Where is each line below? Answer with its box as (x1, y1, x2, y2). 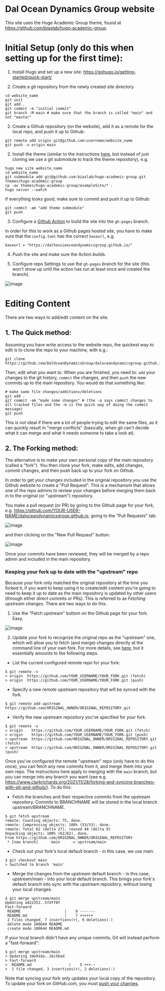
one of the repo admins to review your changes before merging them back (5, 488, 156, 494)
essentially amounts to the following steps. (12, 650, 99, 656)
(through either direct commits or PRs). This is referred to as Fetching (5, 595, 146, 601)
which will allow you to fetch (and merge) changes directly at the (12, 640, 143, 646)
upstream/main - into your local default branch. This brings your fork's (12, 876, 155, 882)
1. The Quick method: (5, 329, 72, 337)
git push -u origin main (5, 142, 56, 147)
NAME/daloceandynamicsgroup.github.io (5, 513, 89, 519)
